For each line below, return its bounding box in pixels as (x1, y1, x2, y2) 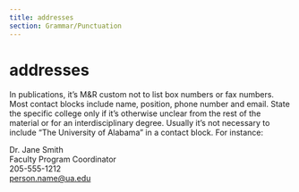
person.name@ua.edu (9, 173, 91, 184)
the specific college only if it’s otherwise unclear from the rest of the (9, 108, 261, 119)
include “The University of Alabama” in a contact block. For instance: (9, 127, 264, 138)
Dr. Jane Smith (9, 145, 64, 155)
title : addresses (9, 13, 74, 22)
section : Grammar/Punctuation (9, 21, 123, 30)
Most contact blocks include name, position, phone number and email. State (9, 99, 291, 110)
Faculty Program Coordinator (9, 154, 116, 165)
